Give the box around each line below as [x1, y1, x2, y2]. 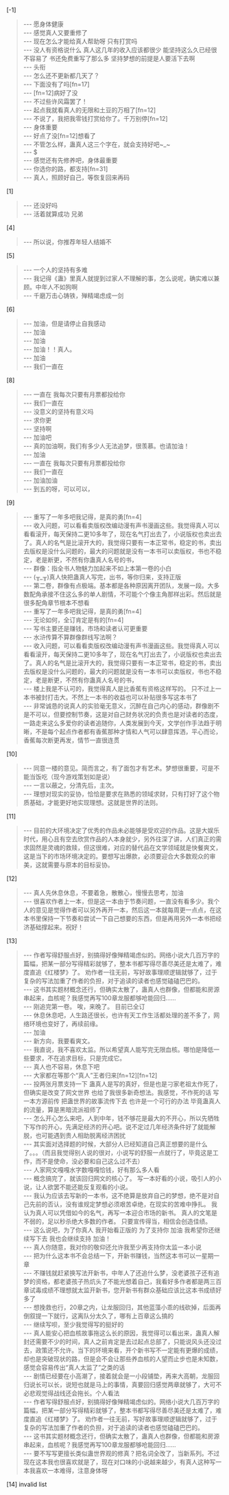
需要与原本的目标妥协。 [47, 861, 114, 869]
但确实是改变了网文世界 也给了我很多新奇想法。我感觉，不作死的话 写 [23, 1089, 219, 1096]
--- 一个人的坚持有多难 [23, 266, 88, 274]
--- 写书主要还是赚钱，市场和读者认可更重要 [23, 625, 148, 632]
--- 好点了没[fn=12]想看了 [23, 132, 97, 140]
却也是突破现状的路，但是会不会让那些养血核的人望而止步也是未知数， [23, 1355, 222, 1363]
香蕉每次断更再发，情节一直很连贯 [23, 736, 120, 744]
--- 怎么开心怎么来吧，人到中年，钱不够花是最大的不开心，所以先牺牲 [23, 1114, 220, 1122]
